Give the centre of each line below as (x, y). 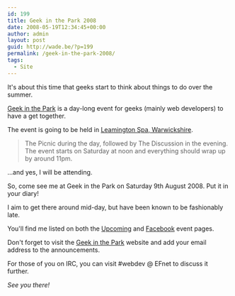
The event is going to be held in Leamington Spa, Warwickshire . (100, 129)
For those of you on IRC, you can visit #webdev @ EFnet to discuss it (108, 263)
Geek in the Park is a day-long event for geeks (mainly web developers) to (115, 108)
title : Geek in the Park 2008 (52, 21)
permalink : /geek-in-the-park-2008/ (61, 54)
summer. (20, 94)
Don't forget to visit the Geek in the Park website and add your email (107, 242)
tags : (15, 60)
